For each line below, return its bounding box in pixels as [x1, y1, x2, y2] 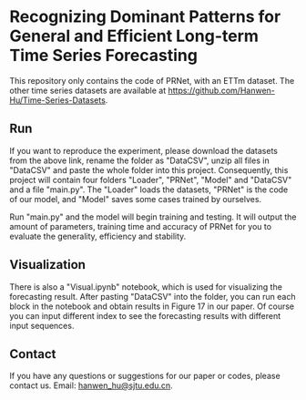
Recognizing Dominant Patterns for [9, 6, 281, 27]
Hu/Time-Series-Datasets [9, 94, 107, 106]
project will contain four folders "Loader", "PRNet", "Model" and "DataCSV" [9, 174, 292, 185]
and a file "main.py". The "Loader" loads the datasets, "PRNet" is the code [9, 184, 289, 195]
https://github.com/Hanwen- [168, 85, 276, 96]
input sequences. [9, 320, 75, 331]
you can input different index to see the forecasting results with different [9, 310, 280, 321]
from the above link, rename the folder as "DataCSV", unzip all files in [9, 155, 270, 166]
